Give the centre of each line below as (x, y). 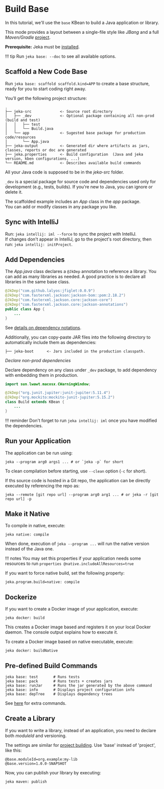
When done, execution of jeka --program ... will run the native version (77, 544)
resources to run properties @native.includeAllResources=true (70, 564)
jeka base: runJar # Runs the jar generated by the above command (79, 686)
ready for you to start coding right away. (46, 89)
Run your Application (38, 441)
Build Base (27, 9)
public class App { (25, 309)
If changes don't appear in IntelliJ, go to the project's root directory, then (78, 239)
